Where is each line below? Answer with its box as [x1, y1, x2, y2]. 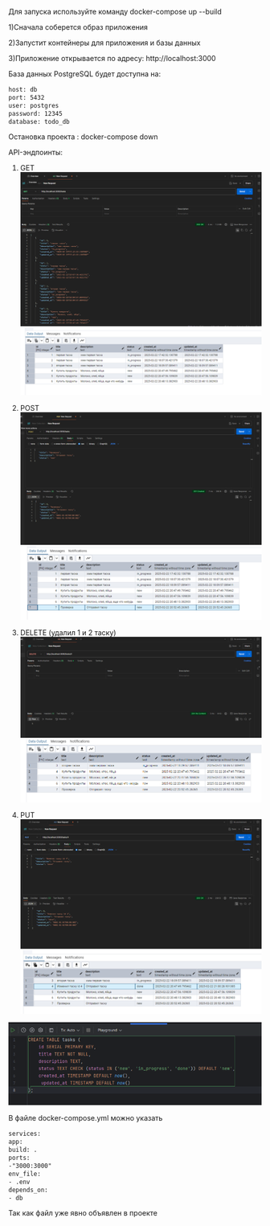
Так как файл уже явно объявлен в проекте [8, 1208, 158, 1218]
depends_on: [8, 1186, 48, 1195]
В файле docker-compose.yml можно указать [8, 1113, 163, 1123]
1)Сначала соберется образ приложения [8, 23, 149, 31]
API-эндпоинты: [8, 148, 63, 157]
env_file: [8, 1170, 42, 1179]
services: [8, 1130, 42, 1138]
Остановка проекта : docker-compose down [8, 132, 158, 141]
